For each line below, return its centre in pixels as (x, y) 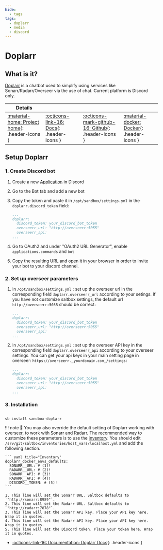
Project (31, 122)
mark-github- (99, 122)
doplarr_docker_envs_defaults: (37, 462)
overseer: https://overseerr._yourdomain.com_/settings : (69, 361)
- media (17, 28)
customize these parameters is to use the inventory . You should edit (73, 438)
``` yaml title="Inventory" (33, 457)
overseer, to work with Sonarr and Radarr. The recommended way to (73, 433)
